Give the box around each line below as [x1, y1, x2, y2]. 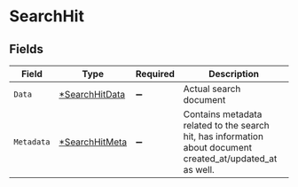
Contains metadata [183, 108, 263, 121]
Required [136, 68, 175, 80]
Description [208, 68, 260, 80]
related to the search [183, 120, 271, 131]
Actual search [183, 82, 241, 95]
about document [183, 142, 253, 153]
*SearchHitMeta [59, 136, 128, 148]
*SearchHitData [59, 89, 126, 100]
